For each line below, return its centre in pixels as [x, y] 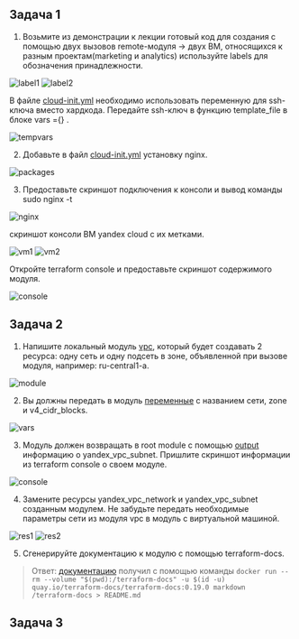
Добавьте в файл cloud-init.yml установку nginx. [115, 154]
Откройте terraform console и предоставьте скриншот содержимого [141, 269]
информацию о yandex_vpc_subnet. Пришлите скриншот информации [156, 454]
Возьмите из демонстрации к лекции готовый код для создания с [149, 36]
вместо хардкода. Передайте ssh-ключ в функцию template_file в [162, 110]
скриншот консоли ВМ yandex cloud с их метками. [107, 234]
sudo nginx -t [47, 199]
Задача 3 [36, 623]
